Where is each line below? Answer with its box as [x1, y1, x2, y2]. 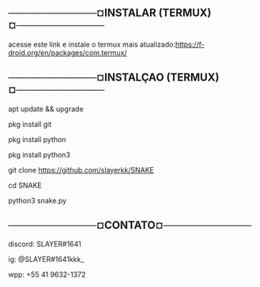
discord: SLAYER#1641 [8, 240, 81, 249]
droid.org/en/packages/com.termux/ [8, 47, 127, 58]
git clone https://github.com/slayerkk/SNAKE [8, 165, 154, 174]
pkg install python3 [8, 150, 71, 159]
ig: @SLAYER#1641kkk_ [8, 255, 85, 264]
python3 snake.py [8, 196, 67, 205]
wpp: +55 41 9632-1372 [8, 270, 86, 279]
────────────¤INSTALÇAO [8, 71, 164, 84]
